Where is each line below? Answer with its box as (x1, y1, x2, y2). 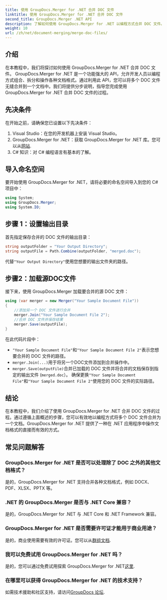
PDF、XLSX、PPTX (5, 485, 45, 491)
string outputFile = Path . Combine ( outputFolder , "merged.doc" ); (5, 248, 141, 254)
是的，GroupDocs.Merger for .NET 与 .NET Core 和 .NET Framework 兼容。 (5, 511, 159, 517)
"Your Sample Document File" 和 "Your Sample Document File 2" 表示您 (12, 347, 155, 353)
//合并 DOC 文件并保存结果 (14, 317, 63, 322)
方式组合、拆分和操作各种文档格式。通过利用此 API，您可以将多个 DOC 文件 (5, 77, 161, 83)
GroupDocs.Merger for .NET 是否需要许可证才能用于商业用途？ (5, 525, 158, 532)
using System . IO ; (5, 205, 41, 210)
